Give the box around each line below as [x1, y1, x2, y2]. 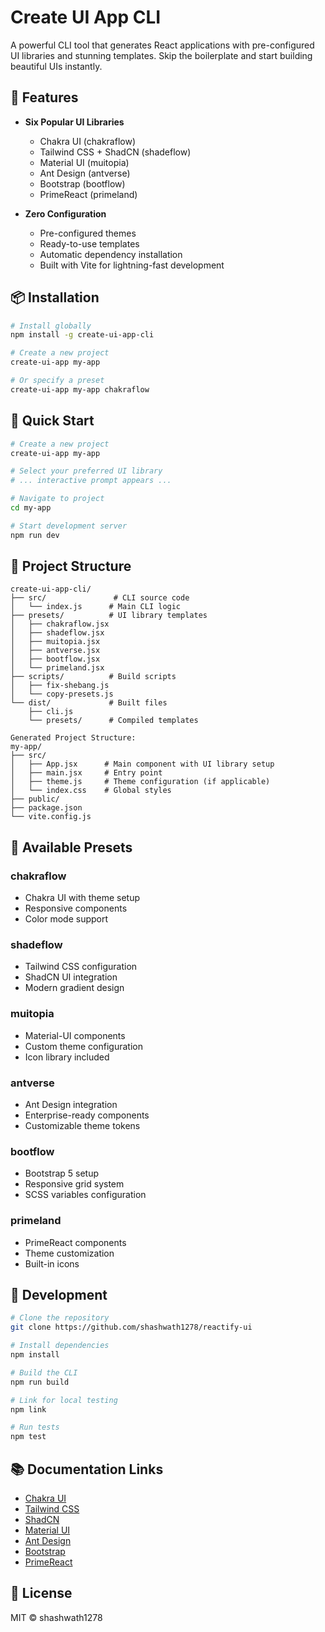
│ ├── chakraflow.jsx [10, 619, 110, 630]
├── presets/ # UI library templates [10, 611, 208, 621]
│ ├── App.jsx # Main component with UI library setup [10, 759, 275, 770]
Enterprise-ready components [24, 1109, 150, 1121]
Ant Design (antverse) [39, 167, 131, 179]
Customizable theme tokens [24, 1120, 141, 1132]
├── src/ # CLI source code [10, 593, 190, 603]
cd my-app [10, 503, 52, 513]
